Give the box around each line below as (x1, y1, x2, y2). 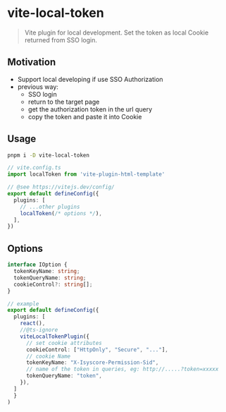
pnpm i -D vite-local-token (7, 152, 90, 159)
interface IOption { (7, 261, 68, 269)
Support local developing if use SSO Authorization (17, 75, 163, 83)
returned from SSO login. (24, 35, 97, 44)
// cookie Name (25, 353, 71, 360)
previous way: (17, 83, 58, 91)
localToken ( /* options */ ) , (20, 210, 102, 217)
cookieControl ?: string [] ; (13, 281, 93, 288)
